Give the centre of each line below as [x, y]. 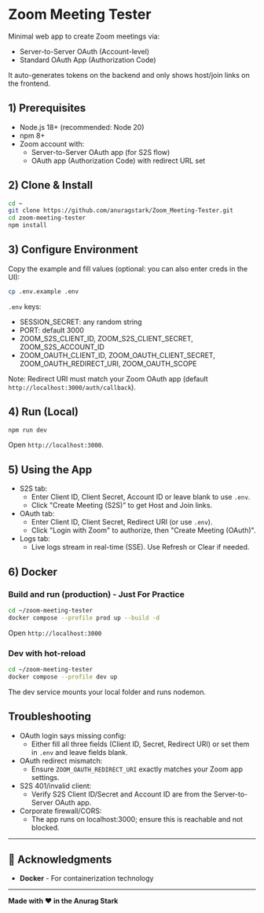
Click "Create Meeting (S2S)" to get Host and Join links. [122, 506]
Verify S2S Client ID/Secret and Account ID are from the [121, 794]
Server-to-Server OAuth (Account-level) [84, 51]
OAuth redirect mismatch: [61, 760]
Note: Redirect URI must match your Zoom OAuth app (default [108, 378]
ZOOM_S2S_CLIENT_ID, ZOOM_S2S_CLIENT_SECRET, [106, 338]
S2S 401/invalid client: [55, 786]
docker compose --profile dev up [63, 677]
